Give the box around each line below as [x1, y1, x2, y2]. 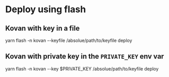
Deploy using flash [5, 4, 86, 15]
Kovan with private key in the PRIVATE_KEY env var [5, 52, 164, 61]
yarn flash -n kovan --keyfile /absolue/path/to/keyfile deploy [5, 37, 132, 43]
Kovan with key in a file [5, 24, 80, 33]
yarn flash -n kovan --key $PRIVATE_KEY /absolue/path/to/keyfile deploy [5, 65, 159, 72]
